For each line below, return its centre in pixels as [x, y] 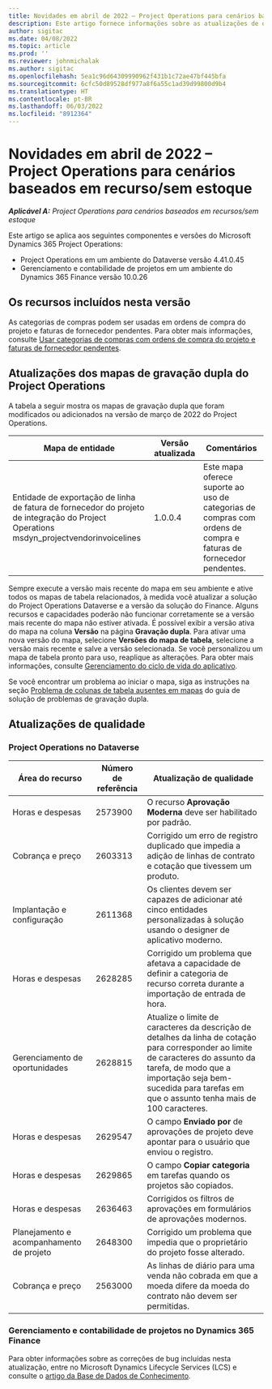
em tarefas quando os [189, 1176]
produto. [163, 876]
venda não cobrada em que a [202, 1276]
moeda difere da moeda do [198, 1286]
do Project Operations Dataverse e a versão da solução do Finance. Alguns [134, 605]
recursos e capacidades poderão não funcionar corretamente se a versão [132, 614]
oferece [218, 477]
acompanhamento [47, 1242]
